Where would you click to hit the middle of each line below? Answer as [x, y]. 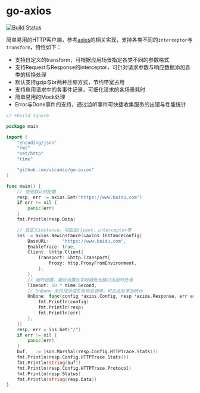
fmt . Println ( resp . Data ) [46, 219]
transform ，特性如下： [34, 47]
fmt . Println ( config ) [63, 302]
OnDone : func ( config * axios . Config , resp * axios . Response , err [107, 296]
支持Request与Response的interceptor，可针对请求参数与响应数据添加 [100, 67]
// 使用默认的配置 [37, 191]
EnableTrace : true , [52, 247]
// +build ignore [28, 115]
